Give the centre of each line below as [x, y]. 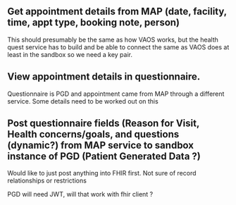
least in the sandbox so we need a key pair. [70, 54]
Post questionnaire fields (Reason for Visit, [103, 124]
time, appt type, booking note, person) [94, 23]
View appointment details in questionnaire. [104, 77]
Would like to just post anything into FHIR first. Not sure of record [102, 173]
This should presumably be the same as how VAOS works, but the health [113, 39]
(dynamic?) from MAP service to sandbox [101, 145]
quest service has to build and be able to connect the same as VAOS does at [118, 47]
